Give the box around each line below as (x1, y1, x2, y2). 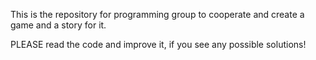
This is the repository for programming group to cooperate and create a (10, 9, 305, 20)
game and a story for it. (10, 19, 107, 31)
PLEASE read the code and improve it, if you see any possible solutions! (10, 39, 307, 50)
